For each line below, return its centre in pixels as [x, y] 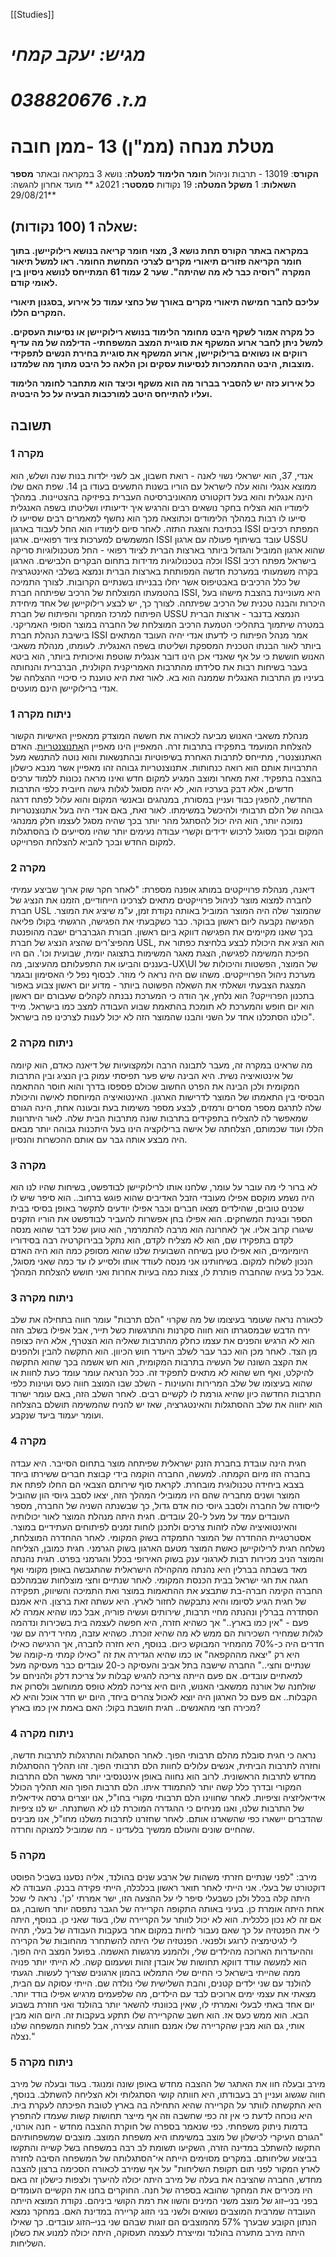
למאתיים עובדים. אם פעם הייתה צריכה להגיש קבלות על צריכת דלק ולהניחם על [156, 1675]
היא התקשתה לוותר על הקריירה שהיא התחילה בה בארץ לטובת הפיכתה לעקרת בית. [166, 2105]
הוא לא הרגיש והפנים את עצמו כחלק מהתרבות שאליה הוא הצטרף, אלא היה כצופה [162, 1341]
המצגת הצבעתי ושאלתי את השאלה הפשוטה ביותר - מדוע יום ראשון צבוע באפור [158, 985]
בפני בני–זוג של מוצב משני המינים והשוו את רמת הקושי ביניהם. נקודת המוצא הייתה [164, 2201]
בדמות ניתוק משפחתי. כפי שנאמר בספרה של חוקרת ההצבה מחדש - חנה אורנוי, [159, 2126]
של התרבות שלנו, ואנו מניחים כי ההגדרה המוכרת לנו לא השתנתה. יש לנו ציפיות [157, 1808]
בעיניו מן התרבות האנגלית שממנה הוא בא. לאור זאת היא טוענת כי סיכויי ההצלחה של [167, 677]
